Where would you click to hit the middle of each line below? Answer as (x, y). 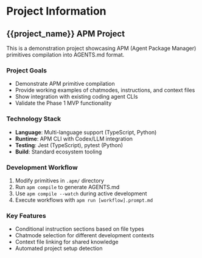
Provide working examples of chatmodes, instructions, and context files (105, 90)
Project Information (56, 11)
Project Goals (27, 70)
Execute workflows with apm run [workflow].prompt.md (84, 200)
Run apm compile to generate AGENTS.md (67, 187)
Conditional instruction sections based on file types (79, 229)
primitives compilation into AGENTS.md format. (65, 55)
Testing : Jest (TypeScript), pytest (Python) (69, 145)
